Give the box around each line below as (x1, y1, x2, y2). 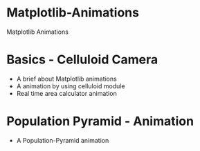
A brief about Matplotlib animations (16, 74, 117, 83)
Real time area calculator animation (16, 89, 117, 97)
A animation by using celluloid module (16, 81, 125, 90)
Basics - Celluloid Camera (6, 52, 158, 68)
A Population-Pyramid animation (16, 136, 109, 144)
